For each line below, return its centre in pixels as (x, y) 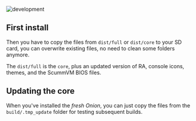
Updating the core (40, 91)
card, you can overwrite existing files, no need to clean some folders (91, 48)
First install (27, 28)
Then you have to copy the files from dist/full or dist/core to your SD (94, 42)
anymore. (18, 55)
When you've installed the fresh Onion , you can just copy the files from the (98, 105)
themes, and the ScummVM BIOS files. (54, 72)
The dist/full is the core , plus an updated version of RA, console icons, (95, 66)
